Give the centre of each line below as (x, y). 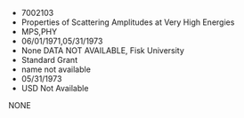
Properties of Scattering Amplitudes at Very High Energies (128, 22)
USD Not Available (55, 88)
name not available (56, 69)
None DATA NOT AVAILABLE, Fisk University (102, 51)
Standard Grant (49, 60)
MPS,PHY (39, 31)
